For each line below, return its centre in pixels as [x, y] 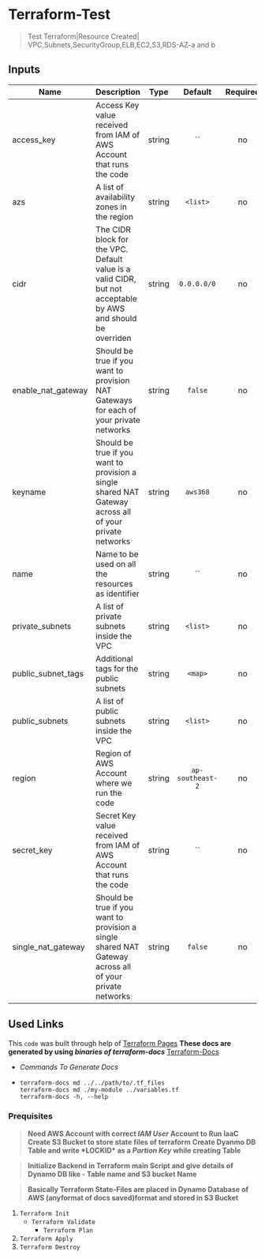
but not [109, 288]
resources [114, 583]
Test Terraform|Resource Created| [83, 36]
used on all [116, 564]
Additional [114, 658]
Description [118, 92]
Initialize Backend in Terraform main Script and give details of [131, 1165]
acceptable [117, 298]
